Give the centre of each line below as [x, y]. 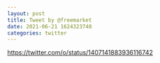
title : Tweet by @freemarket [50, 20]
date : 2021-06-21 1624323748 [50, 26]
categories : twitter [37, 33]
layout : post [26, 13]
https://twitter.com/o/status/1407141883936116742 [80, 53]
